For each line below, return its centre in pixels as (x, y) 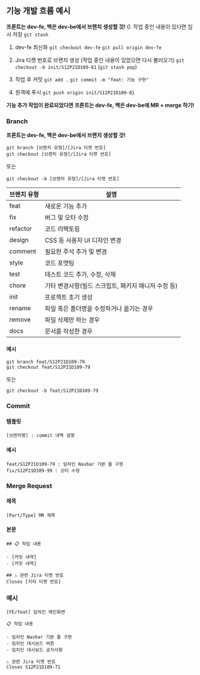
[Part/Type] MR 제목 (31, 515)
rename (20, 308)
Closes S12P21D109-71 (34, 667)
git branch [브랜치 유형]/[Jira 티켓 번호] (56, 148)
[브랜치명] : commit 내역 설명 (40, 435)
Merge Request (29, 486)
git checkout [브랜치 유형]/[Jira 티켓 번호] (59, 154)
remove (20, 320)
